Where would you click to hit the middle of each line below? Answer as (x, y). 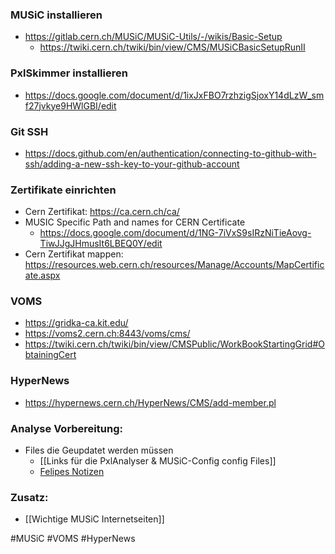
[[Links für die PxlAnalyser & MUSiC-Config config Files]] (158, 461)
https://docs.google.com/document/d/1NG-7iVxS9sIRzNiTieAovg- (175, 233)
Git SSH (29, 131)
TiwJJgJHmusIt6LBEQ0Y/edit (101, 244)
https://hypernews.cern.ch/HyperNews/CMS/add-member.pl (150, 402)
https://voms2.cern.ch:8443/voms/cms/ (107, 334)
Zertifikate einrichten (63, 190)
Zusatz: (29, 497)
